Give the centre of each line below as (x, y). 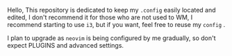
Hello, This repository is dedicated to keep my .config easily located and (112, 10)
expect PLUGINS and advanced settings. (65, 45)
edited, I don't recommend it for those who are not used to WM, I (100, 17)
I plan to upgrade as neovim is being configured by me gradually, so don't (111, 38)
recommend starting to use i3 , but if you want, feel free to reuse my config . (116, 25)
